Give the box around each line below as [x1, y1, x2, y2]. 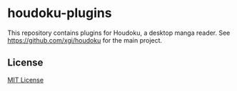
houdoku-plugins [7, 5, 112, 21]
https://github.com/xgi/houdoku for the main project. [7, 36, 163, 44]
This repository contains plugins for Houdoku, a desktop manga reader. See [7, 28, 231, 37]
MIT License [7, 75, 44, 84]
